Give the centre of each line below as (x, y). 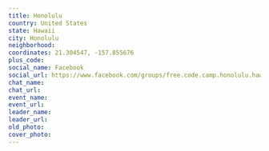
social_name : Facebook (46, 68)
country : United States (48, 23)
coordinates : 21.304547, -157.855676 (71, 53)
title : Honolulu (35, 16)
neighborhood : (32, 46)
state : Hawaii (32, 30)
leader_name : (30, 113)
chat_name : (26, 82)
